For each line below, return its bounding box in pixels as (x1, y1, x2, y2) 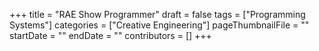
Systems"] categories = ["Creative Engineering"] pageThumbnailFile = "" (9, 19, 310, 31)
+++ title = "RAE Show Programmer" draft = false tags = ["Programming (9, 9, 306, 20)
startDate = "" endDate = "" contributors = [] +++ (9, 30, 212, 41)
